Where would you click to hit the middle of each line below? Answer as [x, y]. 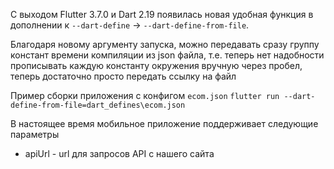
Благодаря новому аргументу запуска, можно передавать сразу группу [165, 44]
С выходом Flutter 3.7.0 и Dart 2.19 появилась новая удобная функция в [162, 14]
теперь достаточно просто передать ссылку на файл [123, 76]
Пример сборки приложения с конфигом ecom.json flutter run [145, 95]
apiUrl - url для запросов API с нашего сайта [119, 153]
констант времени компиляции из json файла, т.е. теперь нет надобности [167, 55]
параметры [35, 134]
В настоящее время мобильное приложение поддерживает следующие [164, 123]
